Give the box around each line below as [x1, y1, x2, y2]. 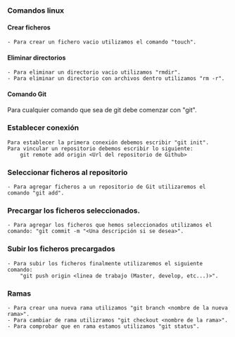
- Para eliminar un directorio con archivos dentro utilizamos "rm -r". [7, 75, 225, 82]
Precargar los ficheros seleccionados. [7, 206, 141, 216]
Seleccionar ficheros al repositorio [7, 167, 128, 177]
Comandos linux [7, 6, 65, 15]
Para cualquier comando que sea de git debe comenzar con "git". [7, 105, 197, 114]
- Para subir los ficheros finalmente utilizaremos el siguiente [7, 260, 203, 267]
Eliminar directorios [7, 53, 66, 62]
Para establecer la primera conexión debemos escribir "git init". [7, 139, 210, 146]
